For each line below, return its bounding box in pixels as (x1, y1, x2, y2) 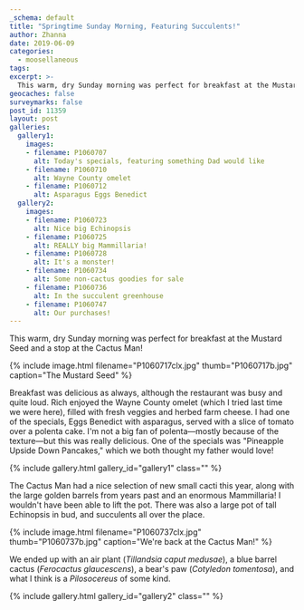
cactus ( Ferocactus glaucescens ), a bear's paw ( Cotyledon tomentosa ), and (9, 564, 294, 575)
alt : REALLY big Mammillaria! (33, 241, 147, 250)
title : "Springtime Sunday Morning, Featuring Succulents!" (9, 22, 242, 31)
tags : (9, 64, 30, 73)
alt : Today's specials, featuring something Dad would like (33, 156, 265, 166)
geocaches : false (9, 89, 75, 98)
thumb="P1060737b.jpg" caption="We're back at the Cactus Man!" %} (9, 537, 273, 547)
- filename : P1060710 (25, 165, 107, 174)
